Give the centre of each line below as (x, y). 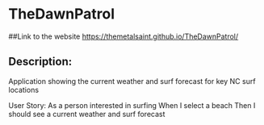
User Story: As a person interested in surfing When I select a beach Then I (132, 105)
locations (23, 90)
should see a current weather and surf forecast (87, 114)
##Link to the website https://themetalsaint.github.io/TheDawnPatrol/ (124, 36)
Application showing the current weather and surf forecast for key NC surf (132, 81)
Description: (40, 62)
